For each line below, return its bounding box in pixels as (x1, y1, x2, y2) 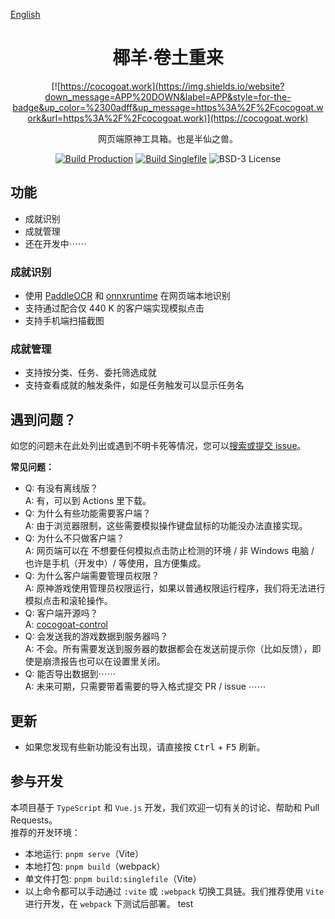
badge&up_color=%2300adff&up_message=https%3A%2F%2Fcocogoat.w (12, 101, 324, 113)
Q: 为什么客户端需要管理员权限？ (24, 570, 160, 582)
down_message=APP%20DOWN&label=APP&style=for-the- (44, 90, 292, 103)
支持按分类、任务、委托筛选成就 (24, 367, 157, 379)
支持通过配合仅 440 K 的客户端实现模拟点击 (24, 302, 205, 314)
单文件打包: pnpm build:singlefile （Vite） (24, 872, 202, 884)
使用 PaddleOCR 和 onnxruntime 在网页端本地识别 (24, 290, 231, 302)
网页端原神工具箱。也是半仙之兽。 (98, 132, 238, 144)
